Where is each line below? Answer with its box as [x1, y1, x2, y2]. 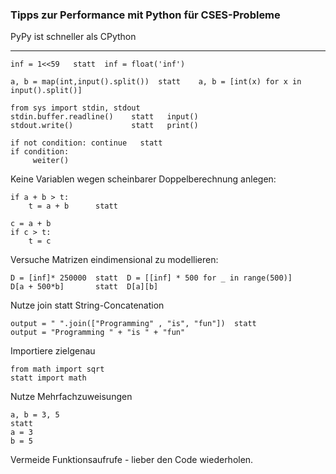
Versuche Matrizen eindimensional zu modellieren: [10, 254, 219, 266]
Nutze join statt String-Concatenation [10, 299, 165, 312]
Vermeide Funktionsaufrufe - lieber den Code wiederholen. [10, 454, 254, 466]
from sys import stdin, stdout [10, 103, 141, 113]
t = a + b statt [28, 201, 118, 212]
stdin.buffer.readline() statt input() [10, 112, 199, 122]
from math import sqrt [10, 364, 105, 375]
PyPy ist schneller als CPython [10, 31, 137, 43]
